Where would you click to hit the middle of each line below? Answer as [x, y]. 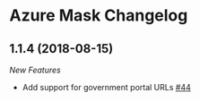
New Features [35, 70]
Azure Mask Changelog [99, 16]
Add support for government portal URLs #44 [106, 87]
